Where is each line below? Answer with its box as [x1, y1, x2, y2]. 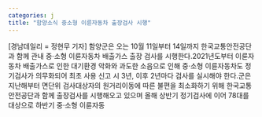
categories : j [8, 11, 55, 20]
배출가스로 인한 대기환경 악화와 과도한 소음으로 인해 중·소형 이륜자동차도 [22, 60, 244, 71]
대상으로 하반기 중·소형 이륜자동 [8, 100, 105, 110]
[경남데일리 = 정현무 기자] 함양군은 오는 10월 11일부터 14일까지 [8, 41, 199, 51]
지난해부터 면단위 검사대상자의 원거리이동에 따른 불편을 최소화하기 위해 [8, 80, 225, 90]
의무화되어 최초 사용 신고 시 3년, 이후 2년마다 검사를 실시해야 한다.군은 [35, 71, 252, 80]
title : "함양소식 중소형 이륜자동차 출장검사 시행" [8, 19, 152, 27]
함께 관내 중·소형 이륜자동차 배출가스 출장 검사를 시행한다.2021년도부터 [16, 51, 234, 60]
